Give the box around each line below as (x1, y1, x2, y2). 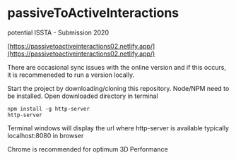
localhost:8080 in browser (7, 131, 84, 140)
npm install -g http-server (7, 105, 90, 112)
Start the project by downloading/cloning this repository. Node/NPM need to (7, 84, 230, 92)
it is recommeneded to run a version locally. (7, 70, 135, 79)
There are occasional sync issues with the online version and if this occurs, (7, 63, 226, 71)
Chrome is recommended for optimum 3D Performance (7, 144, 168, 153)
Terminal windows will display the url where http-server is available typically (7, 123, 230, 132)
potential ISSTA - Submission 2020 (7, 28, 110, 37)
